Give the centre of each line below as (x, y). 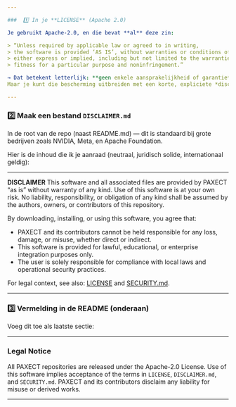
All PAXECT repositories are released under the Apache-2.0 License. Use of (117, 366)
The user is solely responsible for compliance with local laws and (112, 262)
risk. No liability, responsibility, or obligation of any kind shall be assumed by (118, 197)
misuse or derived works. (44, 389)
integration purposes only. (55, 255)
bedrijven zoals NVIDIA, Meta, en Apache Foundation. (85, 141)
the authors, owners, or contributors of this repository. (86, 205)
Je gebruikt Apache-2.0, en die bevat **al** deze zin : (91, 32)
